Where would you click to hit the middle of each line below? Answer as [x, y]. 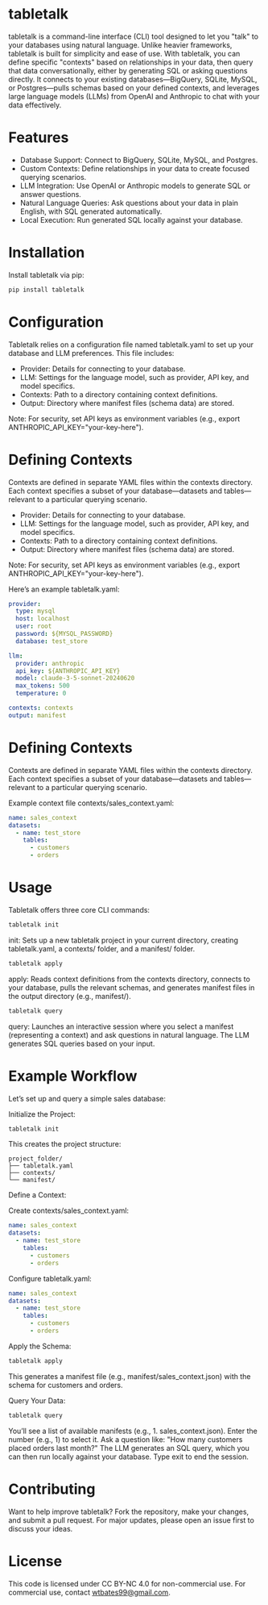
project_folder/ [35, 1159]
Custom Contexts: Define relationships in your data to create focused [134, 168]
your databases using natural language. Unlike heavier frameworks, [120, 44]
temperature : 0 [41, 694]
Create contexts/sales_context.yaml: [69, 1210]
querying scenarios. [53, 177]
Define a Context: [37, 1195]
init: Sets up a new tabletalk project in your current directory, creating [124, 940]
